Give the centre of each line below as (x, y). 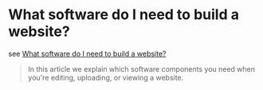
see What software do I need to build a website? (87, 53)
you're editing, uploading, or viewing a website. (106, 77)
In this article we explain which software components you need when (141, 68)
